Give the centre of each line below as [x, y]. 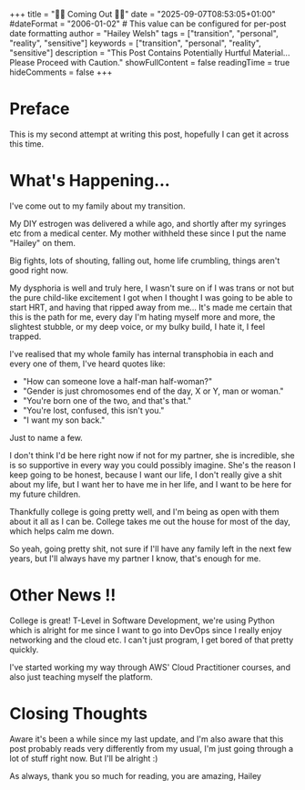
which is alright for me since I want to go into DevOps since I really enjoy [146, 630]
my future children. [45, 494]
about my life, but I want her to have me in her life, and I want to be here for [151, 484]
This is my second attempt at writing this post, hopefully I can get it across [149, 134]
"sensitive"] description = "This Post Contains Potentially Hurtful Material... [150, 53]
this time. [27, 144]
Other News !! [63, 595]
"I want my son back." [64, 420]
